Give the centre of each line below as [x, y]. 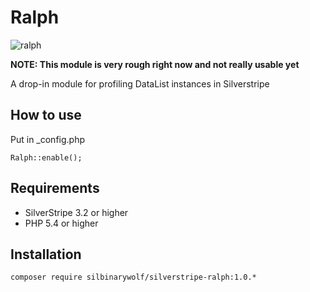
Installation [46, 254]
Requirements [55, 188]
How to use [46, 115]
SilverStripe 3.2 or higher [76, 212]
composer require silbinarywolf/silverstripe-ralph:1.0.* [133, 277]
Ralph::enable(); [46, 157]
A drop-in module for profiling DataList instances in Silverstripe [140, 83]
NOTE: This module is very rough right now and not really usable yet [155, 64]
